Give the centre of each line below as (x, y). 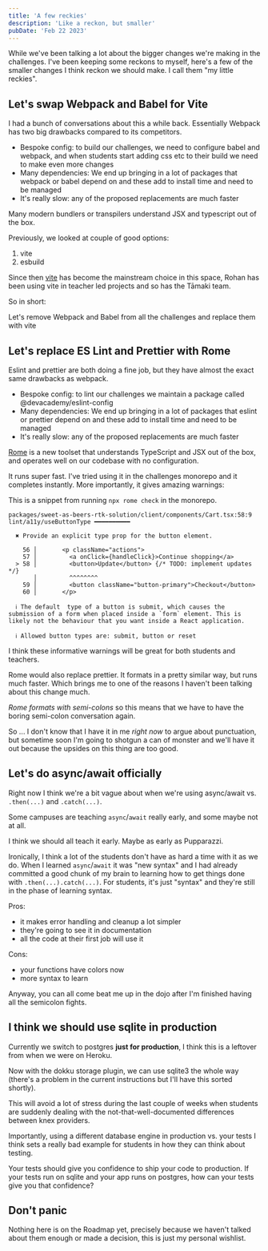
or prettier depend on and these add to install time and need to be (128, 420)
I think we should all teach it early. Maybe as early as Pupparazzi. (116, 841)
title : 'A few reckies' (48, 16)
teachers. (24, 659)
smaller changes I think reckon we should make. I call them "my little (121, 70)
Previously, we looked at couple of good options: (89, 238)
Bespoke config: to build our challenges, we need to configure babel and (140, 147)
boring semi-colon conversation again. (72, 716)
